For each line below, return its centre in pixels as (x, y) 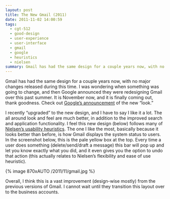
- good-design (25, 34)
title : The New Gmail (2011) (36, 15)
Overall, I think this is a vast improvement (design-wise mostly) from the (80, 181)
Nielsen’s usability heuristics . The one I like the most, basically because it (82, 129)
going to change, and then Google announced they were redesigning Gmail (84, 92)
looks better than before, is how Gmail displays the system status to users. (83, 134)
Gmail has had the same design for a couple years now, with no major (78, 81)
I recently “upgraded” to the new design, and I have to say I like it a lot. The (84, 113)
